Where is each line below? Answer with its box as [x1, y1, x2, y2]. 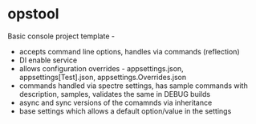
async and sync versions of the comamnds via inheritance [18, 98, 213, 107]
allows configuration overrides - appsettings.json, [18, 63, 184, 73]
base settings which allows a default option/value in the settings [18, 106, 232, 116]
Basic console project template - [7, 31, 116, 41]
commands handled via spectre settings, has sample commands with [18, 81, 248, 90]
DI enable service [18, 55, 78, 65]
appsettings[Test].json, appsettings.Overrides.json [18, 72, 187, 82]
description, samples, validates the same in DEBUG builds [18, 89, 210, 98]
